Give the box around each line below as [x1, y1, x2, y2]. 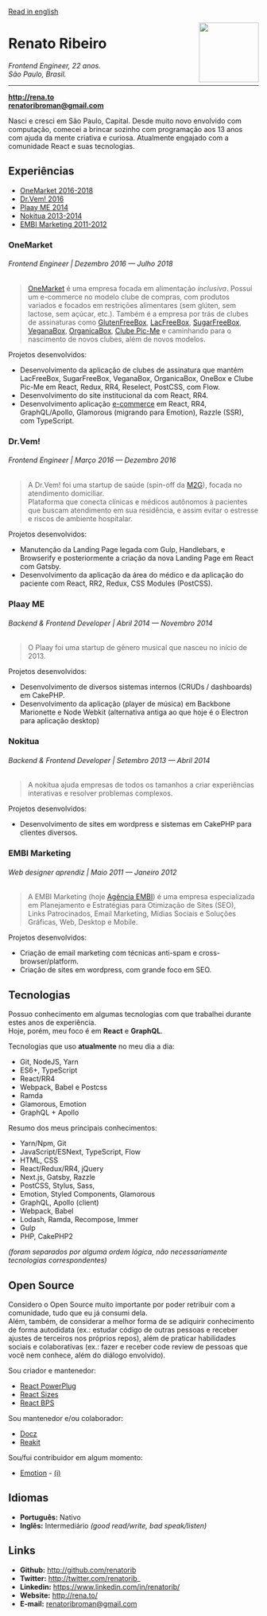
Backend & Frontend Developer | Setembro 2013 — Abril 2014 [8, 755, 211, 765]
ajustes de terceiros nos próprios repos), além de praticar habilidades [8, 1334, 236, 1343]
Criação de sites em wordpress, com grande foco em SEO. [19, 965, 212, 975]
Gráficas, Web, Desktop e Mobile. [27, 917, 138, 927]
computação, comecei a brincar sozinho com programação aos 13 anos [8, 124, 243, 134]
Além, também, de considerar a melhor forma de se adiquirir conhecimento [8, 1317, 254, 1326]
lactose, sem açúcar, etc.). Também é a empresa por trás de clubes [27, 309, 249, 318]
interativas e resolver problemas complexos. [27, 789, 173, 798]
